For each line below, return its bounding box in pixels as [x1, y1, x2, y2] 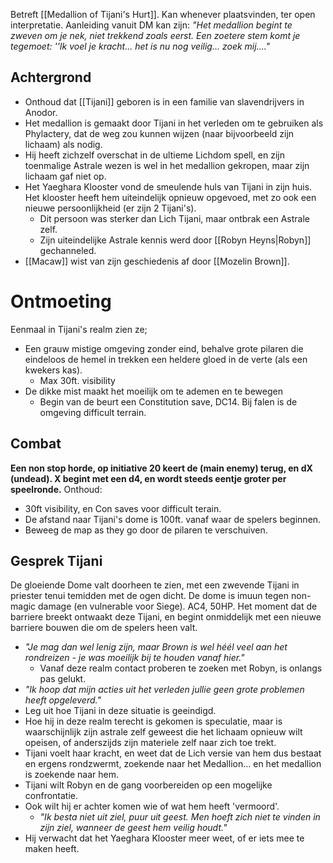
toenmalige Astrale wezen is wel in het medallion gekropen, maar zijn [24, 159, 310, 171]
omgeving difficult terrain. [39, 406, 147, 418]
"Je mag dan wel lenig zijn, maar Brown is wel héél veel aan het [24, 641, 288, 653]
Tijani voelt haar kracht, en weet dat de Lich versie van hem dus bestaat [24, 747, 322, 759]
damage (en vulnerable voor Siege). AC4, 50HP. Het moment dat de [38, 600, 318, 613]
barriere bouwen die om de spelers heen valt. [10, 622, 198, 634]
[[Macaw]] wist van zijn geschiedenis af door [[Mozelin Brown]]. [24, 255, 290, 267]
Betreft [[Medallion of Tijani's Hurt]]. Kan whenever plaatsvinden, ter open [10, 9, 316, 20]
